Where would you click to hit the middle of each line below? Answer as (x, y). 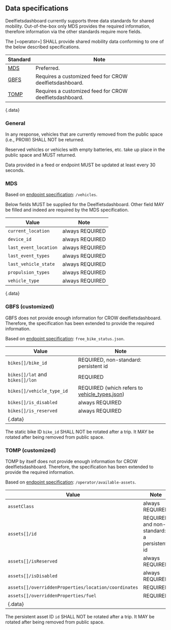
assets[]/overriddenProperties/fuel (52, 596)
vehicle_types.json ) (101, 394)
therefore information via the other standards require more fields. (74, 31)
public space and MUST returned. (41, 155)
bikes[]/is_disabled (33, 402)
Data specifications (37, 8)
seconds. (15, 170)
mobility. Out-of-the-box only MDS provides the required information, (78, 26)
